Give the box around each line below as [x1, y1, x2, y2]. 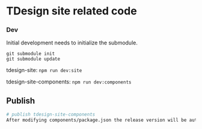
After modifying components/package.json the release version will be [6, 117, 187, 124]
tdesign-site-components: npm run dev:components [6, 78, 132, 85]
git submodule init [6, 51, 55, 57]
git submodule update [6, 56, 61, 62]
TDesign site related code [6, 4, 137, 18]
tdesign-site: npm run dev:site [6, 67, 82, 74]
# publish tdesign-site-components [6, 112, 96, 118]
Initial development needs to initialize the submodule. [6, 39, 138, 46]
